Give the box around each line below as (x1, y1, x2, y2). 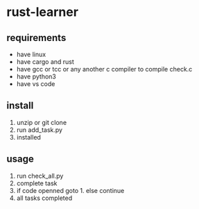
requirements (6, 32, 67, 44)
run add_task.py (16, 126, 63, 134)
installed (16, 133, 41, 141)
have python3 (16, 72, 56, 81)
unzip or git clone (16, 118, 67, 126)
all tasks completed (16, 194, 73, 202)
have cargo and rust (16, 58, 74, 66)
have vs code (16, 80, 55, 87)
